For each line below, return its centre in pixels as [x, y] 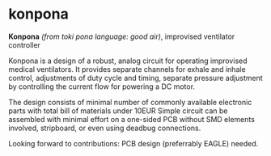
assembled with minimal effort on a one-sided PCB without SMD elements [131, 119]
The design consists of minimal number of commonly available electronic [130, 102]
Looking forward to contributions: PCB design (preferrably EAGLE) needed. [133, 143]
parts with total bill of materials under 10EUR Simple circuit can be [118, 111]
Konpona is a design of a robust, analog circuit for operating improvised [128, 61]
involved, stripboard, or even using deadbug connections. [105, 128]
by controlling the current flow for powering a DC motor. [102, 86]
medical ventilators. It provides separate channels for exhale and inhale [127, 69]
